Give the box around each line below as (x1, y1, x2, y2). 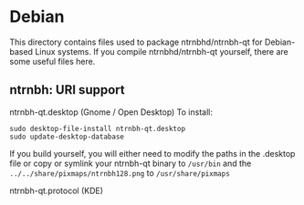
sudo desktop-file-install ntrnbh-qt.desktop (9, 124, 185, 133)
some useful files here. (9, 56, 96, 67)
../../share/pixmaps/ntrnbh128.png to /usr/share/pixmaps (9, 167, 230, 179)
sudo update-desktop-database (9, 132, 125, 141)
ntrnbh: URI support (9, 82, 125, 97)
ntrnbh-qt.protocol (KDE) (9, 185, 103, 196)
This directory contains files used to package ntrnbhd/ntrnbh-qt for (9, 36, 263, 47)
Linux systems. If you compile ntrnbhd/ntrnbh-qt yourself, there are (35, 46, 289, 56)
